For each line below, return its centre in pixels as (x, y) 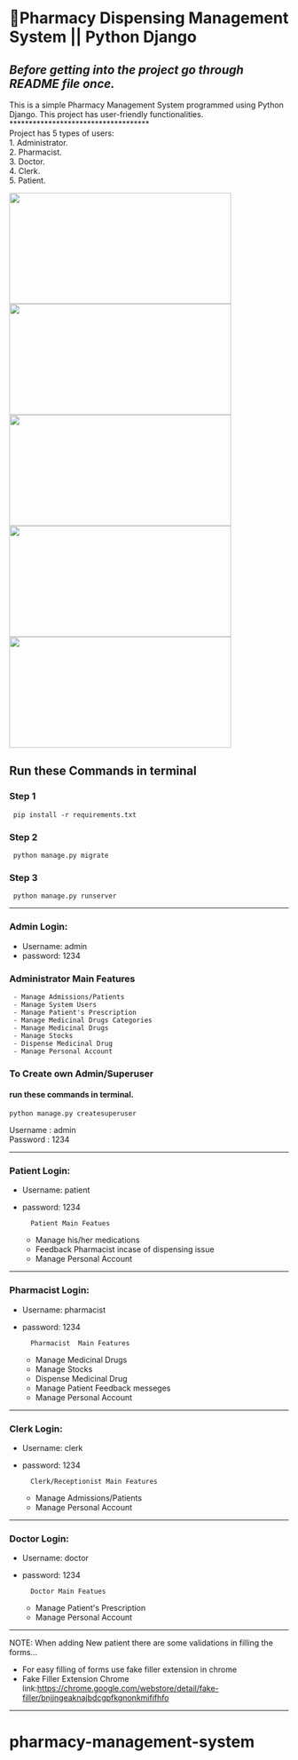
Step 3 (24, 877)
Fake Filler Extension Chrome (75, 1679)
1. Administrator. (39, 143)
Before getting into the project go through (126, 70)
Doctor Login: (39, 1538)
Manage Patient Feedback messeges (103, 1388)
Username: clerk (52, 1447)
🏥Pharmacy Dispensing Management (149, 18)
